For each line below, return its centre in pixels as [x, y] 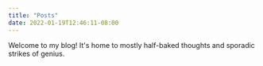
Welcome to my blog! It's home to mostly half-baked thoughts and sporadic [132, 45]
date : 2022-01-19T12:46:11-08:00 [64, 23]
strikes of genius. [37, 53]
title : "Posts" [33, 15]
